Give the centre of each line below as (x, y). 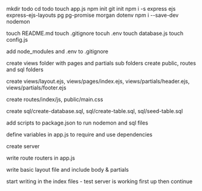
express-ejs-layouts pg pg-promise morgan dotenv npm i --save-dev (93, 15)
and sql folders (25, 70)
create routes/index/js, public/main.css (55, 99)
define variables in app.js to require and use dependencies (80, 134)
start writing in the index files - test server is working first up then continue (99, 181)
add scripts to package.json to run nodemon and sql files (77, 123)
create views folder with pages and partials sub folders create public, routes (101, 63)
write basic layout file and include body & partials (67, 170)
